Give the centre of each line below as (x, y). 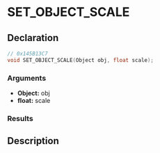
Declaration (33, 38)
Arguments (27, 78)
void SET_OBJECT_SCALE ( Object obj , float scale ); (81, 60)
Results (20, 118)
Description (33, 141)
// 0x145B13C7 (28, 54)
